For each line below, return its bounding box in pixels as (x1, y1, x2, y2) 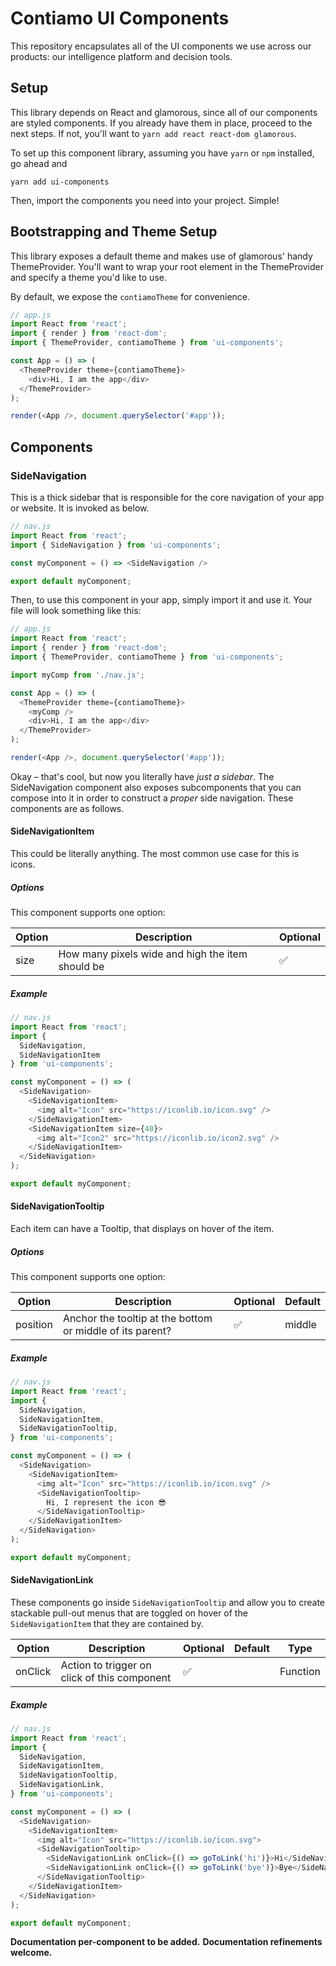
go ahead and (10, 157, 68, 169)
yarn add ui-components (10, 177, 110, 187)
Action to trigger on (60, 1658, 152, 1672)
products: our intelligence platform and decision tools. (10, 50, 233, 62)
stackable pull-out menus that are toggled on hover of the (10, 1607, 248, 1619)
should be (58, 960, 105, 974)
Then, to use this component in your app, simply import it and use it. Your (10, 594, 313, 606)
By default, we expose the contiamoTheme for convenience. (10, 290, 251, 302)
